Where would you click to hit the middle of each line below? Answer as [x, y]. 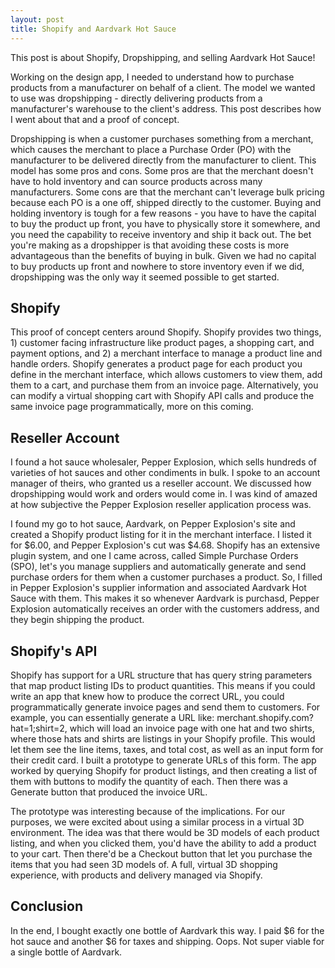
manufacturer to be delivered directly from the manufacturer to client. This [163, 160]
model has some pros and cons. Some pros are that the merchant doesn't [162, 170]
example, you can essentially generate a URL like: [112, 717]
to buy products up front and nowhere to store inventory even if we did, [157, 266]
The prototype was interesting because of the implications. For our [148, 811]
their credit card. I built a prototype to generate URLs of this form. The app [163, 760]
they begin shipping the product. [77, 620]
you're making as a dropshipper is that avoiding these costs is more [150, 245]
